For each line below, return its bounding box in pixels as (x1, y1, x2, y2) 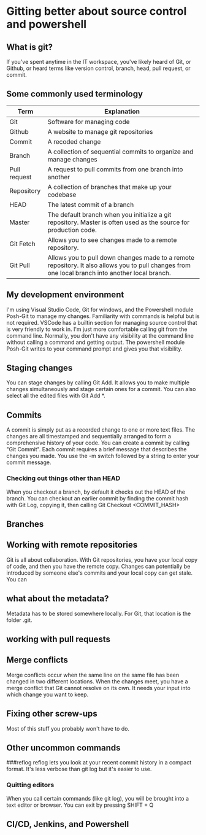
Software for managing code (47, 117, 130, 126)
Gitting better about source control (6, 4, 187, 18)
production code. (47, 225, 97, 234)
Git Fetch (9, 239, 36, 248)
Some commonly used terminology (6, 89, 143, 99)
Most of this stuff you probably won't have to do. (6, 724, 130, 732)
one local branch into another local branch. (47, 268, 171, 277)
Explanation (104, 107, 140, 115)
